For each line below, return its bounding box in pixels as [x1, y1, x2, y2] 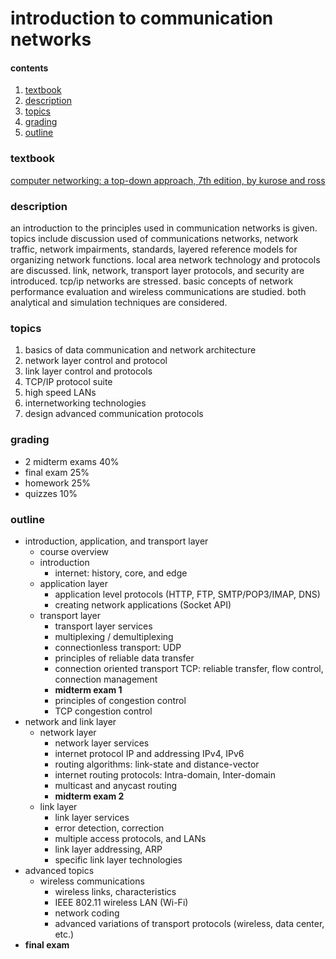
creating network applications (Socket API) [54, 598, 232, 611]
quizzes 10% [24, 487, 78, 499]
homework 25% [24, 477, 91, 489]
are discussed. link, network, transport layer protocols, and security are [10, 264, 305, 276]
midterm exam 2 [54, 790, 125, 802]
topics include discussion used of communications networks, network [10, 232, 299, 244]
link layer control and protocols [24, 365, 153, 377]
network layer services [54, 737, 150, 749]
